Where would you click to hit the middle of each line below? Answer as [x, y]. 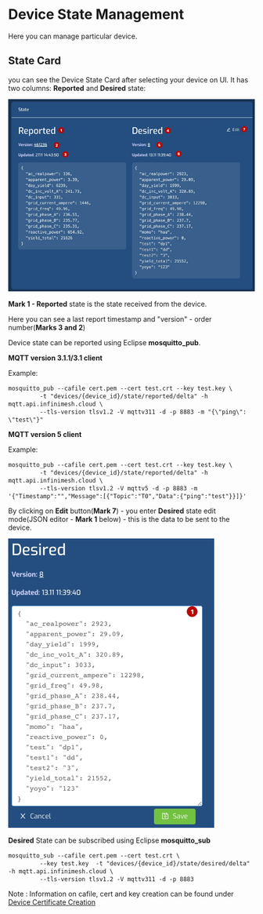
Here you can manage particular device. [73, 36]
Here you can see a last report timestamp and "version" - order [110, 319]
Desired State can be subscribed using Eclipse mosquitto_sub [110, 840]
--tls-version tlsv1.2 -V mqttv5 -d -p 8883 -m [119, 489]
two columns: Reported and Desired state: [77, 88]
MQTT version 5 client [45, 435]
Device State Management [96, 15]
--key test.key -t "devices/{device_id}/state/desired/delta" [145, 864]
